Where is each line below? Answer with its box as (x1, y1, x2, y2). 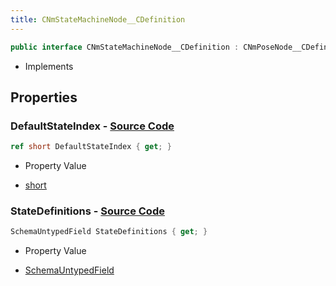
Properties (10, 89, 78, 106)
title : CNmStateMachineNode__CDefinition (10, 14, 186, 25)
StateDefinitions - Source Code (10, 204, 165, 218)
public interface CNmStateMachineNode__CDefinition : (10, 42, 240, 52)
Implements (24, 60, 74, 72)
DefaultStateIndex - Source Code (10, 119, 175, 133)
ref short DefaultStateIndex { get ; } (10, 142, 172, 152)
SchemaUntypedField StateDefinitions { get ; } (10, 227, 208, 237)
